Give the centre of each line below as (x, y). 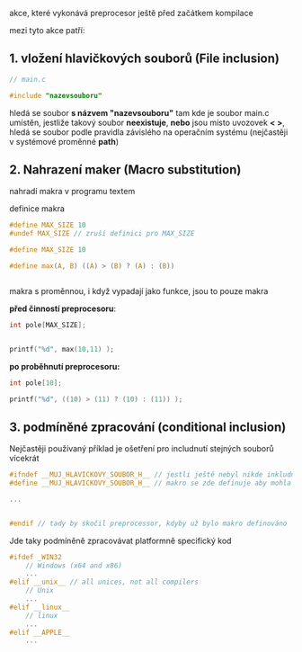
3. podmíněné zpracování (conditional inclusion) (148, 427)
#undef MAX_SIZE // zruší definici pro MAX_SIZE (102, 234)
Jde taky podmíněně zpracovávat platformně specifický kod (120, 540)
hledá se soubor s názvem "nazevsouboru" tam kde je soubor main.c (139, 112)
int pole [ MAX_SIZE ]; (48, 325)
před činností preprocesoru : (63, 308)
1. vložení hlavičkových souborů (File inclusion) (145, 59)
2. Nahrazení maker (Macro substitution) (125, 170)
